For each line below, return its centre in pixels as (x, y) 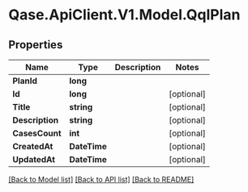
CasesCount (37, 133)
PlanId (25, 81)
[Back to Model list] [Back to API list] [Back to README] (101, 179)
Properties (36, 45)
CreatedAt (33, 146)
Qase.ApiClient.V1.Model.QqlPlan (124, 15)
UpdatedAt (34, 159)
